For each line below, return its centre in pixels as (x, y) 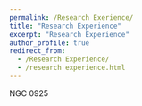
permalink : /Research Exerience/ (71, 18)
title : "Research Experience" (66, 26)
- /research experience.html (71, 68)
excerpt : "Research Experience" (69, 34)
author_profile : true (50, 43)
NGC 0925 (29, 93)
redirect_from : (38, 51)
